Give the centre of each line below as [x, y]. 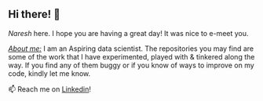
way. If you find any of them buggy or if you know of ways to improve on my [131, 65]
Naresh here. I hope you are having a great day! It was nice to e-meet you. [128, 33]
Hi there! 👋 [35, 14]
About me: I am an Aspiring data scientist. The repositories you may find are [131, 49]
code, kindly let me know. [49, 73]
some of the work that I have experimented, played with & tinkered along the [131, 56]
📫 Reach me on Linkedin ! [50, 89]
